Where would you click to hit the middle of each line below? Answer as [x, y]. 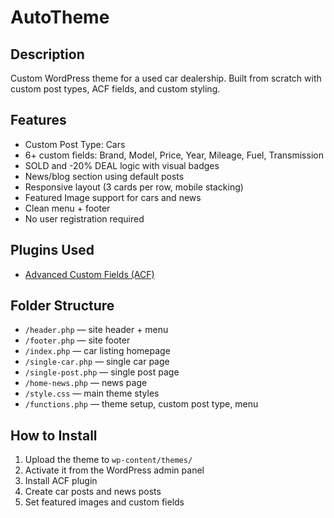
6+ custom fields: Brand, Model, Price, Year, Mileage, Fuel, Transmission [174, 155]
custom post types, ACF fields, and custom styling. [115, 89]
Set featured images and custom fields [104, 502]
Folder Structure [62, 306]
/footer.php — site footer [77, 340]
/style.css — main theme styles [92, 393]
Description [47, 54]
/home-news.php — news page [86, 383]
